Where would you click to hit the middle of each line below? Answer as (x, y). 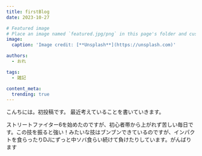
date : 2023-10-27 (28, 17)
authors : (17, 56)
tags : (13, 72)
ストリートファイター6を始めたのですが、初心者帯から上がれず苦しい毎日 (97, 125)
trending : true (31, 94)
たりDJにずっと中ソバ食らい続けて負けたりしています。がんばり (112, 140)
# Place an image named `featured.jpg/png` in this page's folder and (96, 34)
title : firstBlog (28, 12)
